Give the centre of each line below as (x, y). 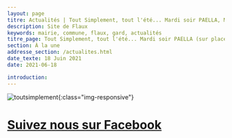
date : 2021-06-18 (32, 65)
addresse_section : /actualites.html (60, 52)
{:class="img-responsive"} (96, 97)
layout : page (26, 13)
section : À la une (33, 46)
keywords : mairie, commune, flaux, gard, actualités (85, 33)
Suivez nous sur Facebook (85, 125)
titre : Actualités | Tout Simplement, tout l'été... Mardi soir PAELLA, (114, 20)
